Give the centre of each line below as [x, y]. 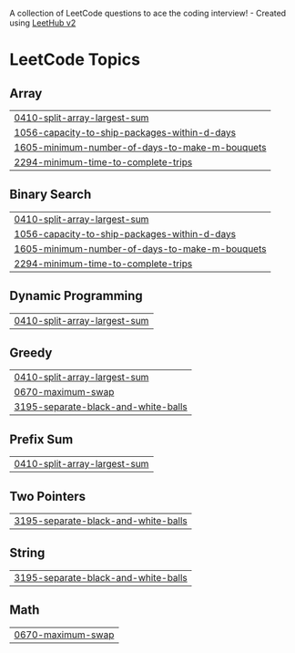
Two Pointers [48, 496]
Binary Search [51, 195]
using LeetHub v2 [43, 23]
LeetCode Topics [75, 60]
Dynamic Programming [76, 296]
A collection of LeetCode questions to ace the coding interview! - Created [148, 13]
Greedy [31, 353]
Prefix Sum [41, 439]
